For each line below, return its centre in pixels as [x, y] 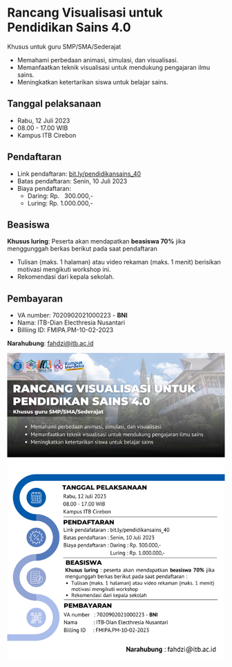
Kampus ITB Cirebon [47, 135]
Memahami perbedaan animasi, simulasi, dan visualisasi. [97, 60]
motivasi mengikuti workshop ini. [64, 269]
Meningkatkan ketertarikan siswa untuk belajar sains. [93, 82]
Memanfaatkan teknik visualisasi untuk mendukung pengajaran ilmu [114, 67]
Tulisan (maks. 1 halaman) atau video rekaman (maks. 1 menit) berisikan [119, 262]
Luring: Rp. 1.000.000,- [60, 203]
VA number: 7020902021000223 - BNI [72, 316]
